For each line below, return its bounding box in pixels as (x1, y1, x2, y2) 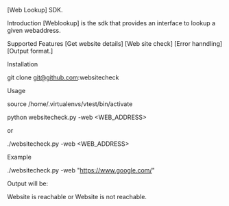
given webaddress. (7, 27, 62, 34)
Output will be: (7, 179, 49, 188)
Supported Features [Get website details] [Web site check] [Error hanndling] (7, 40, 223, 47)
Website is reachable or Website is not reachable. (7, 193, 147, 201)
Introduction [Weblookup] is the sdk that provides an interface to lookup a (7, 19, 216, 27)
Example (7, 153, 32, 161)
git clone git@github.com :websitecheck (7, 73, 119, 81)
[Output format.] (7, 47, 53, 55)
